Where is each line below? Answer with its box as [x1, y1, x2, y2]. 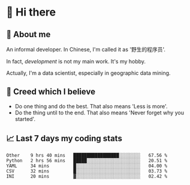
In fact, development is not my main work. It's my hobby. [6, 58, 146, 65]
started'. [14, 115, 36, 122]
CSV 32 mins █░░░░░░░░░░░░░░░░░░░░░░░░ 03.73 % [6, 168, 168, 174]
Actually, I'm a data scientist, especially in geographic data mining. [6, 69, 171, 77]
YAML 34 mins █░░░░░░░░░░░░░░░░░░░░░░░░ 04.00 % [6, 163, 168, 169]
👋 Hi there [6, 5, 56, 19]
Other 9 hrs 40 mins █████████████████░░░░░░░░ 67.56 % [6, 152, 168, 158]
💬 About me [6, 29, 51, 40]
